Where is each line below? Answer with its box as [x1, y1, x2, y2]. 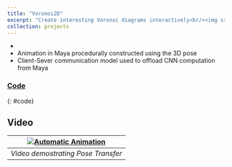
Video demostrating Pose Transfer [10, 149, 122, 159]
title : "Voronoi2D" [7, 10, 64, 17]
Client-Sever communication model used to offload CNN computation [17, 57, 215, 65]
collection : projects [7, 23, 70, 30]
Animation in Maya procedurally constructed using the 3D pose [17, 49, 197, 57]
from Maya [17, 63, 48, 72]
